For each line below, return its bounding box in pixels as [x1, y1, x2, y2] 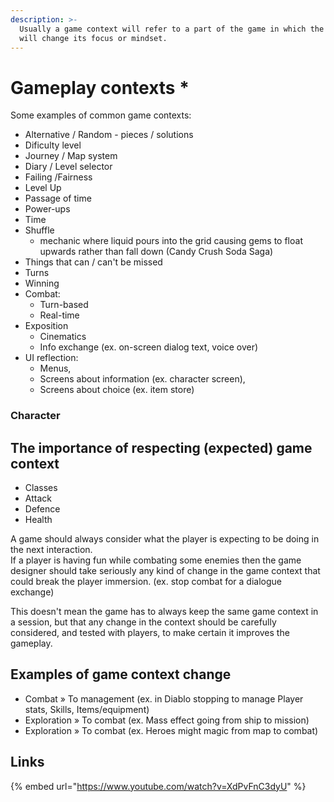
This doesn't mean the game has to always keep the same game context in [10, 606, 319, 618]
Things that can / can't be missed [24, 256, 163, 268]
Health [24, 514, 53, 526]
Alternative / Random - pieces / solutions [24, 129, 194, 141]
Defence [24, 503, 61, 515]
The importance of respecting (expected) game [10, 439, 313, 456]
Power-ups [24, 203, 71, 215]
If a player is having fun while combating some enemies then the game [10, 554, 302, 566]
